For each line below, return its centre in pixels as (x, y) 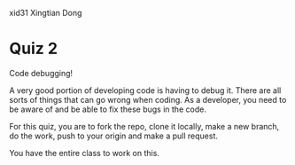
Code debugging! (41, 73)
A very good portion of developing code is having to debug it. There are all (145, 90)
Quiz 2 (34, 49)
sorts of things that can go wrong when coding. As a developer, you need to (148, 99)
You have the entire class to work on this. (84, 153)
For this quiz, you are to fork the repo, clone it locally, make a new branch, (144, 126)
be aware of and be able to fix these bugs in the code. (108, 109)
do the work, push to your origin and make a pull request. (114, 136)
